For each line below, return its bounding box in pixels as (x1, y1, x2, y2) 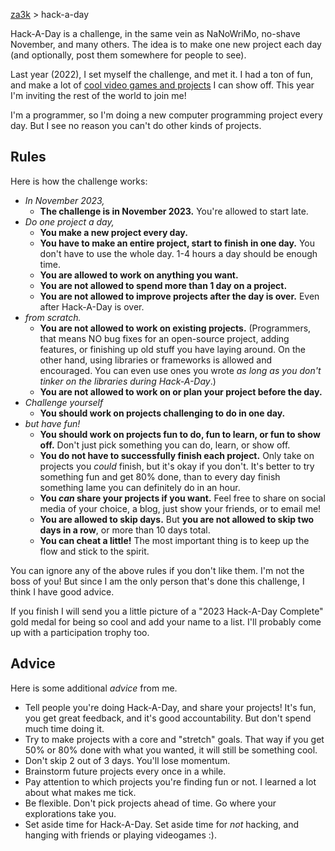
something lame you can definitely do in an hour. (39, 481, 241, 493)
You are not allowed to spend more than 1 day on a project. (39, 279, 288, 291)
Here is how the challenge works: (10, 175, 148, 187)
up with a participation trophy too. (10, 626, 150, 638)
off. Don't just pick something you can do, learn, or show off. (39, 439, 291, 451)
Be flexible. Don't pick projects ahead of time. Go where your (24, 797, 277, 809)
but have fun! (24, 417, 81, 429)
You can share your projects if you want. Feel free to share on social (39, 492, 326, 504)
